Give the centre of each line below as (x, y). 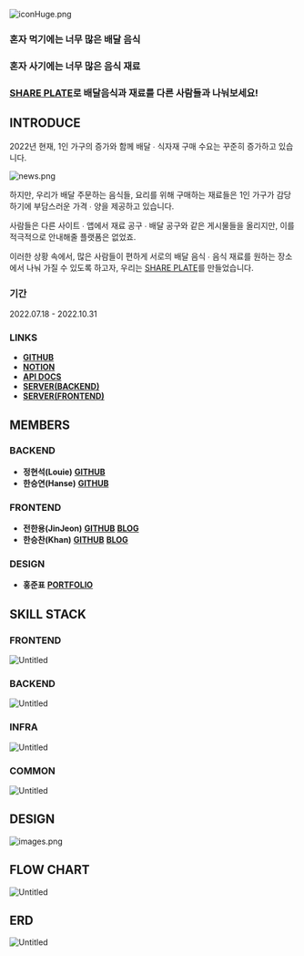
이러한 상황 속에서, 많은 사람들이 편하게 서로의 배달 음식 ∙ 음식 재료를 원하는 (142, 256)
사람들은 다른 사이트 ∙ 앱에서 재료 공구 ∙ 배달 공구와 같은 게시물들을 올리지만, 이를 (152, 225)
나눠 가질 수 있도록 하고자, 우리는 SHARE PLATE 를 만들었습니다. (140, 267)
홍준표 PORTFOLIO (58, 585)
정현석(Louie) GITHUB (64, 472)
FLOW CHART (50, 870)
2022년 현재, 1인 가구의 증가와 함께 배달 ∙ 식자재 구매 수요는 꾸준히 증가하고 (143, 146)
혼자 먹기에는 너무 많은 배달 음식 (75, 39)
